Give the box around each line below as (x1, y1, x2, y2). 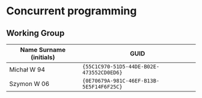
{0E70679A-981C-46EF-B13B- (82, 78, 160, 84)
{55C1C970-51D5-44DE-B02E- (82, 63, 160, 70)
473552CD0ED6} (82, 69, 123, 76)
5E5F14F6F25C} (82, 84, 123, 90)
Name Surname (20, 46, 66, 54)
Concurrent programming (6, 4, 137, 18)
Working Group (6, 28, 65, 38)
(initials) (31, 53, 55, 61)
